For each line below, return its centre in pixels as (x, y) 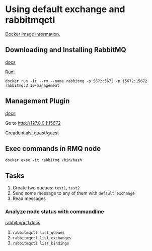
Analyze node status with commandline (55, 212)
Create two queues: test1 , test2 (46, 188)
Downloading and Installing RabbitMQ (66, 50)
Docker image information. (33, 34)
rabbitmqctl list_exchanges (42, 238)
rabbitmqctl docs (23, 223)
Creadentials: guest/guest (32, 133)
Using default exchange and (65, 9)
